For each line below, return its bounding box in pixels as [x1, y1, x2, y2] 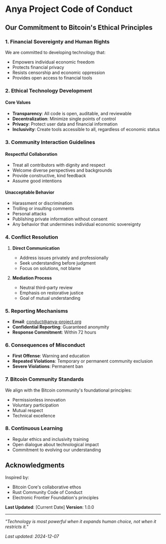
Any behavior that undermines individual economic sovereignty [12, 221, 141, 227]
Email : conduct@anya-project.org [12, 319, 82, 325]
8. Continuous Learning [5, 425, 63, 432]
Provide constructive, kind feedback [12, 173, 86, 179]
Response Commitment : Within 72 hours [12, 329, 96, 335]
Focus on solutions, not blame [19, 265, 81, 271]
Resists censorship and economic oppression [12, 69, 105, 75]
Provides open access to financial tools [12, 74, 92, 80]
